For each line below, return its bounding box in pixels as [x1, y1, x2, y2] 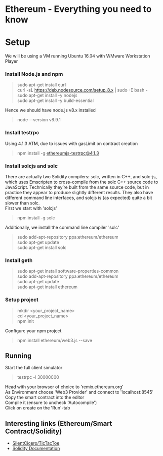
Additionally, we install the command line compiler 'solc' [5, 224, 120, 231]
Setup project [5, 296, 39, 303]
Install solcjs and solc [5, 162, 58, 169]
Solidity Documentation [12, 446, 60, 452]
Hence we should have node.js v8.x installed [5, 107, 96, 113]
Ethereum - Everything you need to [5, 3, 152, 15]
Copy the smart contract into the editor [5, 395, 84, 401]
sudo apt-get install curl [17, 82, 66, 88]
